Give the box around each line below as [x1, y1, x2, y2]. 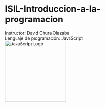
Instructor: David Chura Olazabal [5, 30, 70, 36]
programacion [5, 14, 63, 25]
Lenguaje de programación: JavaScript [5, 35, 83, 41]
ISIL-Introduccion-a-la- [5, 3, 101, 15]
